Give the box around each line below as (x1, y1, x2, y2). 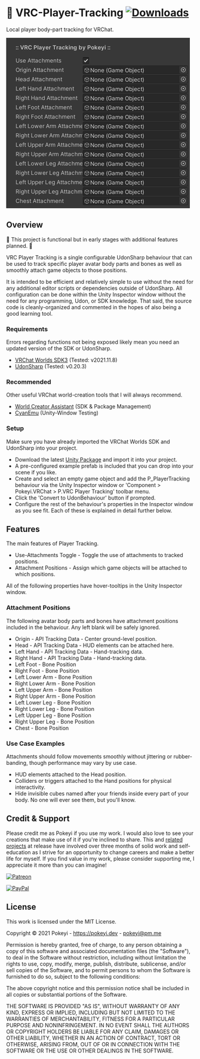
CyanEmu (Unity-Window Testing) (14, 409, 99, 416)
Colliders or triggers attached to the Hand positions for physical (14, 777, 172, 785)
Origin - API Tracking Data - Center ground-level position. (14, 635, 157, 642)
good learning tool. (6, 310, 53, 317)
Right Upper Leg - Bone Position (14, 718, 95, 725)
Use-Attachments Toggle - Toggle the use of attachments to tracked (14, 552, 183, 559)
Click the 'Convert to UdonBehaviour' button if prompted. (14, 494, 156, 501)
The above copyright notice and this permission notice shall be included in (6, 984, 189, 991)
